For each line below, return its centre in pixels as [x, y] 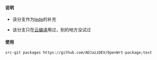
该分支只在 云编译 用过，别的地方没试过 [51, 30]
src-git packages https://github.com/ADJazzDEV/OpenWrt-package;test [79, 53]
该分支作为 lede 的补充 [34, 19]
